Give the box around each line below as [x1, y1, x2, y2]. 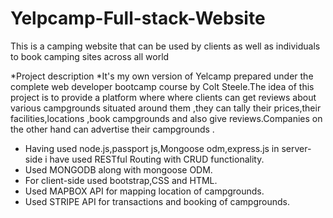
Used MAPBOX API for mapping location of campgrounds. [24, 185, 265, 197]
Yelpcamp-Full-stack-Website [10, 7, 266, 30]
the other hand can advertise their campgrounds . [10, 123, 215, 135]
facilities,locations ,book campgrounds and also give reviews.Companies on [10, 112, 323, 124]
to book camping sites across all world [10, 50, 170, 62]
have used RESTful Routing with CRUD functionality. [49, 153, 265, 165]
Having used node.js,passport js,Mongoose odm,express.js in [24, 142, 280, 154]
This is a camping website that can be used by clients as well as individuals [10, 40, 321, 52]
